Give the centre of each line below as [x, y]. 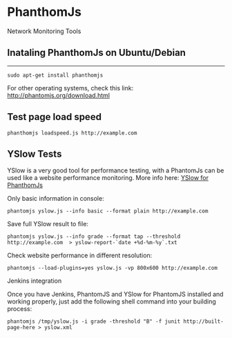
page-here [21, 328]
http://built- [204, 321]
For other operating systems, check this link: [70, 88]
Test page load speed [55, 117]
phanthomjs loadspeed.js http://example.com [72, 133]
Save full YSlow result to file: [48, 224]
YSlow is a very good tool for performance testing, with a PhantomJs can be [116, 170]
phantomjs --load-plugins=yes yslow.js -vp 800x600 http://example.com [112, 268]
